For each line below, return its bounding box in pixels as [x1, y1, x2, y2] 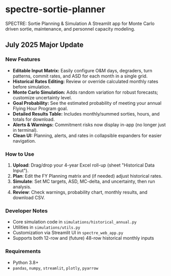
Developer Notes [5, 207, 48, 214]
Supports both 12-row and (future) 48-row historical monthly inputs [12, 235, 154, 241]
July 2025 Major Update [5, 41, 84, 49]
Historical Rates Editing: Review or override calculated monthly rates [12, 78, 159, 85]
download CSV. [12, 195, 45, 201]
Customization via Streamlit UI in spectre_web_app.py [12, 230, 124, 236]
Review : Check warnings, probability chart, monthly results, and [12, 189, 148, 195]
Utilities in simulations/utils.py [12, 224, 80, 230]
